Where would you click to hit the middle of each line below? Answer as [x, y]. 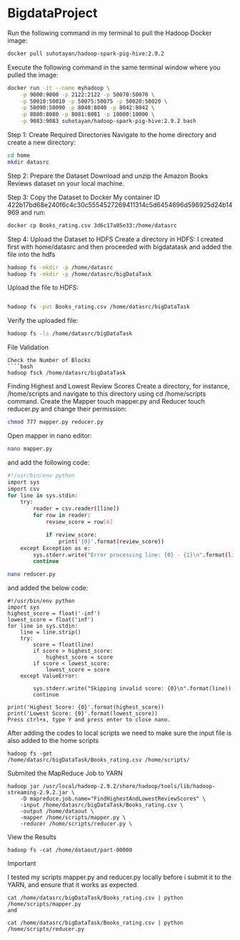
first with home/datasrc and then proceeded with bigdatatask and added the [120, 246]
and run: [33, 212]
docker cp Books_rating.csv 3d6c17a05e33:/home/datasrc [92, 225]
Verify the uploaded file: [43, 321]
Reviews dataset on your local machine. [66, 183]
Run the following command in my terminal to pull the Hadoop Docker [110, 33]
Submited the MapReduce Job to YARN [65, 774]
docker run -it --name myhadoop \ [59, 88]
